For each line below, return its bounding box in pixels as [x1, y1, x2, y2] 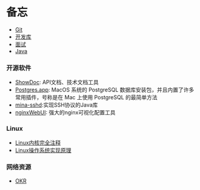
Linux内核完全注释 [15, 139, 61, 146]
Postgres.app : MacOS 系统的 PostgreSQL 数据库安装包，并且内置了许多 [15, 86, 195, 94]
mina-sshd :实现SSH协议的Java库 [15, 101, 98, 109]
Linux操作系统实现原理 [15, 146, 72, 154]
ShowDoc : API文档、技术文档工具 [15, 79, 99, 86]
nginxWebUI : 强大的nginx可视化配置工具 [15, 109, 116, 116]
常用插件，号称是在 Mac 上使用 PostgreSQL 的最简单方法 [15, 94, 158, 101]
